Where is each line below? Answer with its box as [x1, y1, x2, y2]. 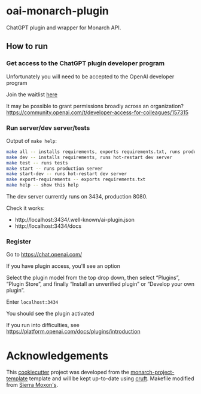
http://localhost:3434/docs [14, 222, 82, 230]
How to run [6, 41, 48, 51]
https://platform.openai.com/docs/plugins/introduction [6, 328, 141, 335]
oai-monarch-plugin [6, 4, 109, 18]
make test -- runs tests [6, 160, 68, 166]
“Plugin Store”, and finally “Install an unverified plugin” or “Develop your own [6, 280, 194, 288]
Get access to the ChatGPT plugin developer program [6, 59, 165, 68]
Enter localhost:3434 [6, 298, 59, 306]
